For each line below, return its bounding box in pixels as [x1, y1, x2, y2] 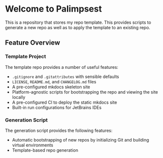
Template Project [5, 53, 46, 60]
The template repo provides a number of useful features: [5, 64, 118, 70]
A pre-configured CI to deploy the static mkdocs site [12, 99, 117, 105]
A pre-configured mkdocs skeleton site [12, 84, 91, 90]
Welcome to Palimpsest [5, 3, 102, 15]
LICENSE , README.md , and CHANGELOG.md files [12, 79, 97, 84]
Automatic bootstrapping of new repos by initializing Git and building [12, 137, 149, 142]
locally [12, 94, 26, 100]
